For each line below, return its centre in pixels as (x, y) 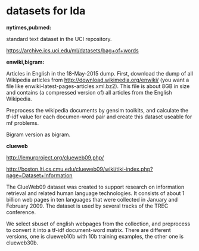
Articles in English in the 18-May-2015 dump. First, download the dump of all (100, 73)
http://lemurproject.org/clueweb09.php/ (55, 157)
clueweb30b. (22, 243)
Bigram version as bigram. (38, 134)
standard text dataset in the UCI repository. (59, 39)
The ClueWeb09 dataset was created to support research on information (95, 187)
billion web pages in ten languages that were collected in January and (92, 199)
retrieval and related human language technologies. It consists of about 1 (95, 193)
